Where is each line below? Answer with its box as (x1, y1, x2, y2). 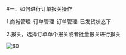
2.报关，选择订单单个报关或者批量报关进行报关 (6, 30, 121, 38)
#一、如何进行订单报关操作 (6, 5, 73, 12)
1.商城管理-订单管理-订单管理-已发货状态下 (6, 18, 112, 25)
